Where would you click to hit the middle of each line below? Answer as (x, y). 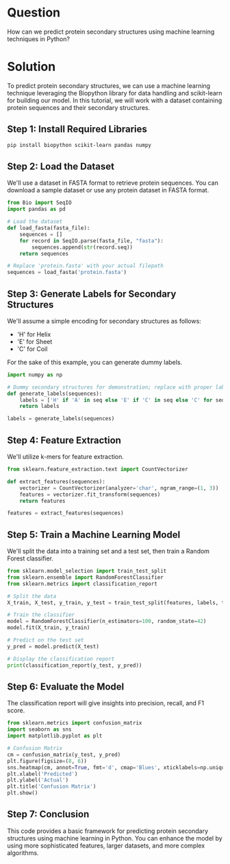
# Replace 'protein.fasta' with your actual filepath (86, 266)
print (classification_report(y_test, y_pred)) (75, 665)
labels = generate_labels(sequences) (61, 419)
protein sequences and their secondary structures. (79, 107)
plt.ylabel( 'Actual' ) (38, 780)
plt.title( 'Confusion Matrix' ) (52, 787)
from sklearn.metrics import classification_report (82, 584)
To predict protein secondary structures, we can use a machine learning (109, 86)
